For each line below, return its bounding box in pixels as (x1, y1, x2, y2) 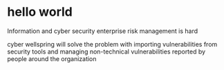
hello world (7, 4, 73, 20)
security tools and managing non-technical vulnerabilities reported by (7, 47, 206, 56)
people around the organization (7, 54, 97, 62)
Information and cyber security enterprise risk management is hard (7, 27, 198, 35)
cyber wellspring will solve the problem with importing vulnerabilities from (7, 40, 218, 48)
